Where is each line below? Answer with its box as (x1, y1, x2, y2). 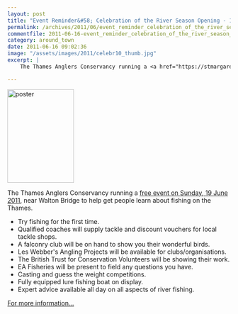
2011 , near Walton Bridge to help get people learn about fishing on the (7, 196, 211, 204)
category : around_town (7, 37, 74, 44)
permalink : (7, 23, 40, 30)
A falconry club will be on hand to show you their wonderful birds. (17, 240, 210, 248)
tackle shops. (17, 232, 57, 241)
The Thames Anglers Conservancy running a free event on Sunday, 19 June (7, 189, 229, 197)
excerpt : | (7, 57, 40, 64)
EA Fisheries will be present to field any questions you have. (17, 262, 193, 271)
